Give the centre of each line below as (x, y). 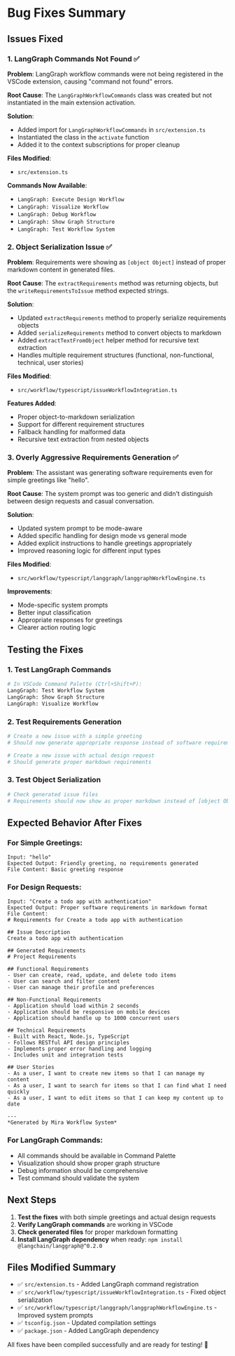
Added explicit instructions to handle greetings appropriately (105, 543)
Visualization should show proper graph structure (88, 1163)
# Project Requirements (42, 957)
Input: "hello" (29, 857)
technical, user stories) (50, 363)
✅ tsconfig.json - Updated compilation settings (87, 1323)
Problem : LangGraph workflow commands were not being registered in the (115, 74)
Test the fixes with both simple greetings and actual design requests (116, 1217)
